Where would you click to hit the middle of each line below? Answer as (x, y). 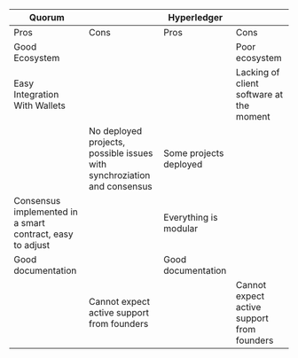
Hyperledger (196, 17)
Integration (36, 94)
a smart (30, 223)
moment (253, 117)
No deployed (115, 131)
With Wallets (40, 105)
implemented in (46, 212)
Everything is (191, 218)
